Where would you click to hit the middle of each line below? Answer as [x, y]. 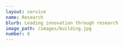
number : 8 [18, 34]
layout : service [26, 12]
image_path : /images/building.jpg [49, 28]
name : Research [25, 17]
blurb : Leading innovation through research [62, 23]
